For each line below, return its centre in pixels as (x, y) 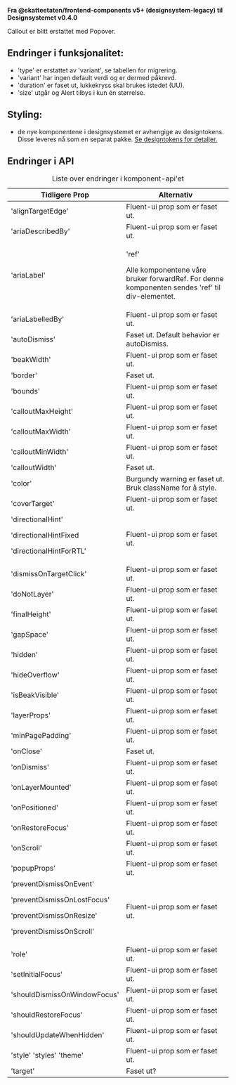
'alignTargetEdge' (40, 212)
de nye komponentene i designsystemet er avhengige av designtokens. (121, 131)
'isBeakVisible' (35, 695)
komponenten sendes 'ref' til (173, 287)
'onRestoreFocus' (40, 828)
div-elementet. (151, 297)
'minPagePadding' (41, 736)
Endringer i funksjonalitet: (66, 53)
